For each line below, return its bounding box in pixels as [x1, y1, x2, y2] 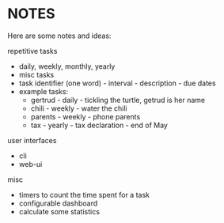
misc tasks [18, 70, 55, 79]
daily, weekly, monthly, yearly [18, 61, 116, 71]
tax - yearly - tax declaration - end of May [30, 120, 168, 130]
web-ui [18, 159, 43, 168]
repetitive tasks [7, 46, 58, 55]
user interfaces [7, 135, 57, 145]
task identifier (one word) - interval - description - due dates [18, 78, 216, 88]
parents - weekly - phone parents [30, 111, 141, 121]
